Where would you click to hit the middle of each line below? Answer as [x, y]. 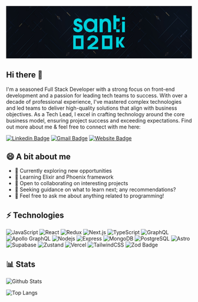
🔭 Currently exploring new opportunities [63, 171]
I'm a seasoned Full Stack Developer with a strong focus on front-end [90, 89]
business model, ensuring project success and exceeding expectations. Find [99, 120]
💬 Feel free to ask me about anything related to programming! [89, 196]
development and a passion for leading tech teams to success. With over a [97, 95]
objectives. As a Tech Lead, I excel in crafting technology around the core [95, 114]
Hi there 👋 [24, 75]
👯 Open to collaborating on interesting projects [71, 183]
